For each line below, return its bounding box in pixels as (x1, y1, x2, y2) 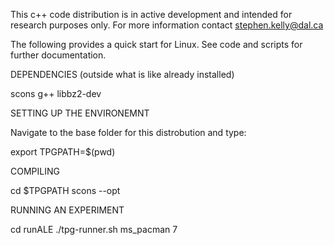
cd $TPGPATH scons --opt (10, 185, 121, 196)
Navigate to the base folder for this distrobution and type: (10, 127, 247, 138)
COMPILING (10, 165, 60, 177)
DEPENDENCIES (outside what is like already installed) (10, 69, 235, 80)
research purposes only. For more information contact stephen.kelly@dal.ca (10, 19, 324, 31)
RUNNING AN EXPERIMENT (10, 204, 125, 216)
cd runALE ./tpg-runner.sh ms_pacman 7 (10, 224, 178, 235)
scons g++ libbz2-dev (10, 88, 102, 99)
